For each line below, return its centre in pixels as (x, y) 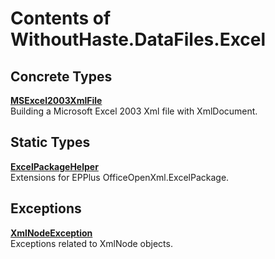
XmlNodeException (51, 233)
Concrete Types (61, 76)
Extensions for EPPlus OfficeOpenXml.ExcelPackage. (120, 177)
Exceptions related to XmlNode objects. (91, 243)
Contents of (61, 18)
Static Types (50, 142)
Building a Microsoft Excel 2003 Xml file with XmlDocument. (134, 111)
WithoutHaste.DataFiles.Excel (138, 39)
